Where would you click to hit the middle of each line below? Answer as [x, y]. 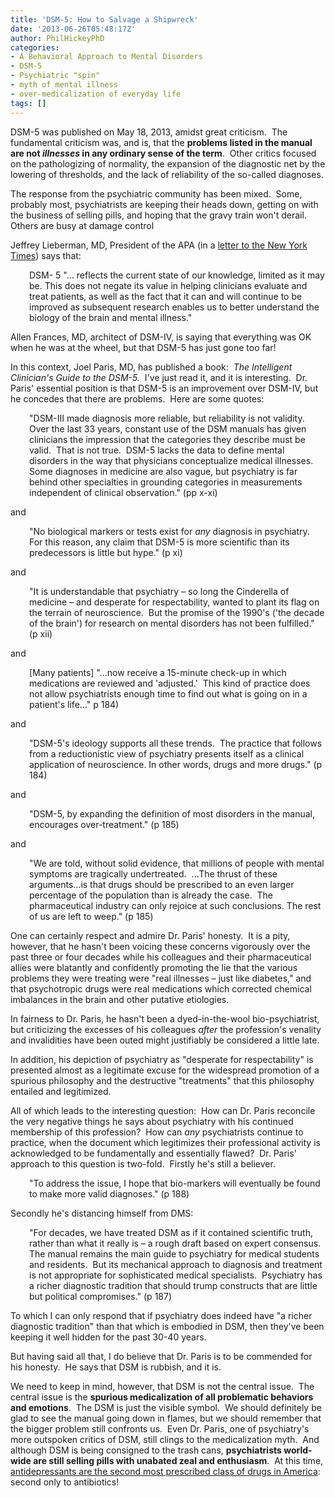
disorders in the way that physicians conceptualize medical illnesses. [171, 460]
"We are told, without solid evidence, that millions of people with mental [177, 863]
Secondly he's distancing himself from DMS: [102, 1213]
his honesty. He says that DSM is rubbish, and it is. [116, 1367]
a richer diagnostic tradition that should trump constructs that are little [173, 1285]
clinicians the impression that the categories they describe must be [167, 439]
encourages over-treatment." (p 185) [104, 824]
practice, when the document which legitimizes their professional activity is [165, 1142]
